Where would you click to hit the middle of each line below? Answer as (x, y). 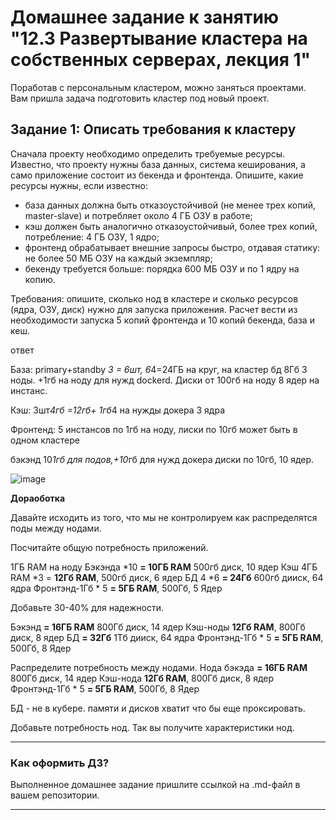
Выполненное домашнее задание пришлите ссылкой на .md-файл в (155, 785)
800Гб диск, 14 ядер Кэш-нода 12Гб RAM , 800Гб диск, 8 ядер (142, 678)
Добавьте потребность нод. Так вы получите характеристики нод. (152, 727)
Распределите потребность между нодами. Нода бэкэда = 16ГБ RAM (159, 667)
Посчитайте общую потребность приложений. (109, 547)
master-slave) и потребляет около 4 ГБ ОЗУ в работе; (138, 215)
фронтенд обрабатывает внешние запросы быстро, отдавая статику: (172, 247)
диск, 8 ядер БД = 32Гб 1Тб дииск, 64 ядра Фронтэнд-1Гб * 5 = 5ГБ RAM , (167, 637)
